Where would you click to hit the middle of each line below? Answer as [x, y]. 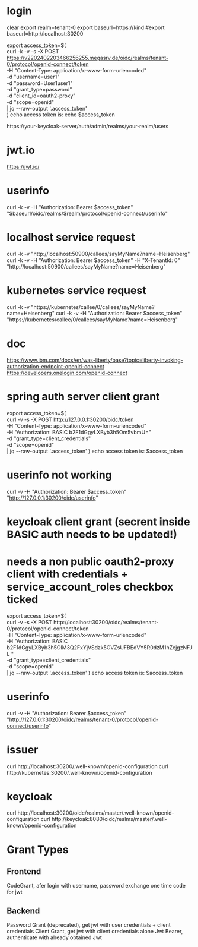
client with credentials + [68, 574]
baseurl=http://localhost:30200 [45, 33]
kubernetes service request [77, 290]
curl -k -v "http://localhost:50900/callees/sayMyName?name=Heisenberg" [98, 254]
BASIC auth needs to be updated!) [92, 534]
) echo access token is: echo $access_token [61, 115]
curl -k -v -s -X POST [33, 51]
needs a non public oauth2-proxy [90, 561]
